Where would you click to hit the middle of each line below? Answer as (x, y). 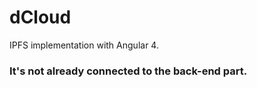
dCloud (40, 17)
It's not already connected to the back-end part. (128, 71)
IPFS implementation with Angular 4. (84, 45)
